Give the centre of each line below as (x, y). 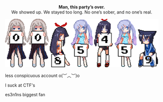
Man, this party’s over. (82, 7)
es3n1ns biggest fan (25, 95)
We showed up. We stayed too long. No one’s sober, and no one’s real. (82, 12)
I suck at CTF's (20, 85)
